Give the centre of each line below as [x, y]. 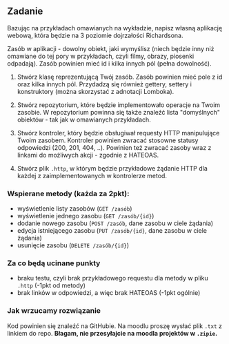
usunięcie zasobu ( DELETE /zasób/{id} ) [73, 245]
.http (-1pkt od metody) [51, 285]
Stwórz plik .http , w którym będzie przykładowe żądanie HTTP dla [112, 168]
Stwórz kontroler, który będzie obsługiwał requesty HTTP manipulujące [118, 133]
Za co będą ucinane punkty [54, 263]
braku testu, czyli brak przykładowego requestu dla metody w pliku [112, 278]
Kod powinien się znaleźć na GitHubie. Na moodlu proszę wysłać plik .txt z [114, 326]
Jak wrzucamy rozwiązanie [54, 311]
